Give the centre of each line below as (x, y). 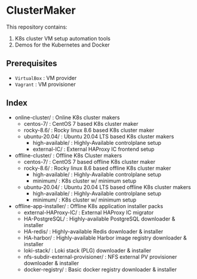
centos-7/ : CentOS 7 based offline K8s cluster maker (90, 162)
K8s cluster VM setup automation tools (62, 38)
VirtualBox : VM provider (46, 77)
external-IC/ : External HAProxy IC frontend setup (93, 149)
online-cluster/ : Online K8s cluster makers (67, 117)
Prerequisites (32, 63)
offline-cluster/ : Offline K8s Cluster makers (68, 155)
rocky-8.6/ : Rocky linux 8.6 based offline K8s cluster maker (97, 168)
